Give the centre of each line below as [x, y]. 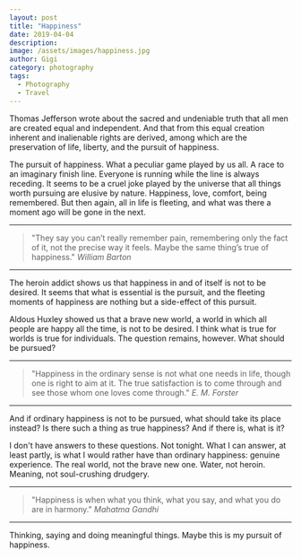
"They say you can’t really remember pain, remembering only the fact [159, 238]
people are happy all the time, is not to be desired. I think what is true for [143, 328]
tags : [19, 76]
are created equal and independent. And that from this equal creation [137, 127]
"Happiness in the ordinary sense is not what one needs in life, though [161, 373]
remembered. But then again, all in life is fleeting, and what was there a [140, 202]
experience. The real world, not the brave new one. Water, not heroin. [138, 464]
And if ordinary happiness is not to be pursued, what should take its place [145, 418]
